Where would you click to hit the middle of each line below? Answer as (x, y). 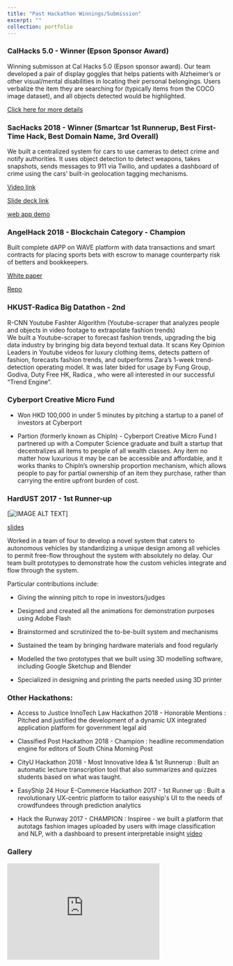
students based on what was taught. (70, 777)
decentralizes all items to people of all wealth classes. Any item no (112, 451)
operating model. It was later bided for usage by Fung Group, (123, 367)
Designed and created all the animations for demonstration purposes (116, 611)
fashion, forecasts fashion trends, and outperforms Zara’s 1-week (101, 359)
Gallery (20, 852)
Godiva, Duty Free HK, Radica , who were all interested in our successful (111, 375)
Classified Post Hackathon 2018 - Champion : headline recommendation (121, 741)
